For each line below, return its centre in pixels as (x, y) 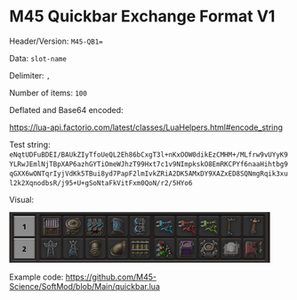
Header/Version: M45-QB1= (56, 41)
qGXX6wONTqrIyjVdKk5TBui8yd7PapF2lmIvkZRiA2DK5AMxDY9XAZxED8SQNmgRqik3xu (149, 174)
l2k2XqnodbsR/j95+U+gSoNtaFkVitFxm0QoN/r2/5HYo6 (101, 183)
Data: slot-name (38, 58)
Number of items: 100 (48, 93)
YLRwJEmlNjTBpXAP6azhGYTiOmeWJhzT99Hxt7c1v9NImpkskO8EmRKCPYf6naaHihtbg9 (149, 164)
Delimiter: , (30, 75)
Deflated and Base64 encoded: (66, 109)
